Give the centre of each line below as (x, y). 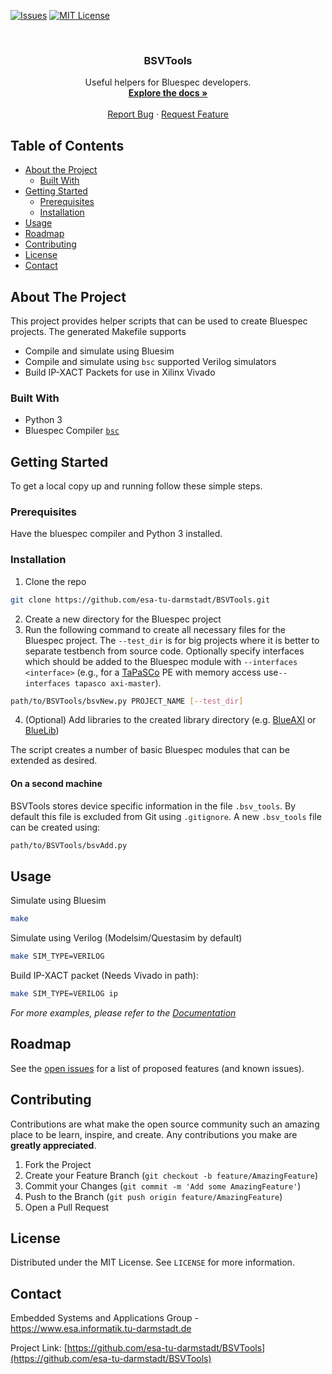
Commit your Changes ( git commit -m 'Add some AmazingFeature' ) (163, 1186)
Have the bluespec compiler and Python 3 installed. (116, 534)
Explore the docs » (168, 93)
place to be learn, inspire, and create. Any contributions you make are (154, 1134)
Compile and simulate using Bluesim (99, 351)
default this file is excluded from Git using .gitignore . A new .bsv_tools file (166, 816)
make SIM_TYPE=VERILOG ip (64, 994)
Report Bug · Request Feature (168, 114)
